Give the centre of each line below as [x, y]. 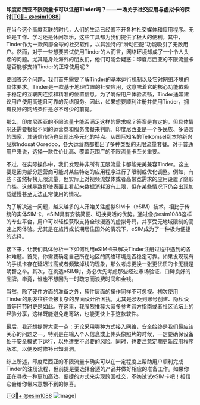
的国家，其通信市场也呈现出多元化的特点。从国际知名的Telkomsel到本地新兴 [99, 137]
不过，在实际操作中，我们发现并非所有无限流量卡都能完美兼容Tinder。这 [95, 164]
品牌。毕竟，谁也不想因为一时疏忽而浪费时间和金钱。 [71, 279]
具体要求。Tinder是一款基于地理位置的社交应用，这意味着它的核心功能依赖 [98, 87]
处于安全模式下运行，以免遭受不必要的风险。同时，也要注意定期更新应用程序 [100, 341]
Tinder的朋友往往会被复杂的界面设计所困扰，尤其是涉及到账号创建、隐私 [95, 299]
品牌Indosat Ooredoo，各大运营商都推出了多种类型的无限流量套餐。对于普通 [100, 144]
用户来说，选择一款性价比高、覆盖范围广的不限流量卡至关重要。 [84, 152]
